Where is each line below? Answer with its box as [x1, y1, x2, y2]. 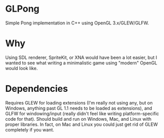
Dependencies [5, 83, 68, 94]
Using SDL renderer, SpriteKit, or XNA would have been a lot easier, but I [5, 54, 157, 60]
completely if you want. [5, 126, 54, 132]
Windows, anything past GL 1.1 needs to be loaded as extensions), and [5, 105, 152, 111]
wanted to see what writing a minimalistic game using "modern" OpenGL [5, 59, 157, 66]
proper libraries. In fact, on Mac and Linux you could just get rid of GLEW [5, 121, 158, 127]
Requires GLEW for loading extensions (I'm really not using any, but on [5, 99, 153, 106]
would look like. [5, 65, 38, 71]
